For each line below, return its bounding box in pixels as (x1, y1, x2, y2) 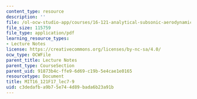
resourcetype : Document (6, 73, 64, 79)
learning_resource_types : (6, 36, 69, 41)
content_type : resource (6, 8, 64, 15)
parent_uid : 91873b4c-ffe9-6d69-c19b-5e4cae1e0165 (6, 68, 133, 74)
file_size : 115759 (6, 24, 51, 31)
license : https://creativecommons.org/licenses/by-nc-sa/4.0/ (6, 47, 161, 52)
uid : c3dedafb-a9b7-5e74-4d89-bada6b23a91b (6, 84, 114, 90)
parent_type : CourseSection (6, 62, 75, 69)
